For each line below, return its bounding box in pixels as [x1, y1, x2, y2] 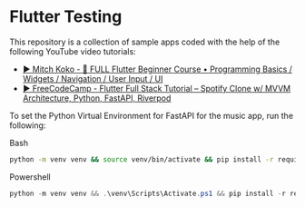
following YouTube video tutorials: [9, 45, 136, 56]
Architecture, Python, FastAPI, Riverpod [22, 93, 172, 103]
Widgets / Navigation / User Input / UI [22, 73, 163, 84]
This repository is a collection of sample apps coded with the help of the [9, 36, 280, 47]
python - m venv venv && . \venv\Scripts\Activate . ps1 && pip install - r [9, 189, 286, 198]
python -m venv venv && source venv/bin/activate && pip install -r [9, 154, 274, 164]
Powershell [9, 171, 52, 182]
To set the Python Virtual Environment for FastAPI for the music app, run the [9, 110, 293, 121]
